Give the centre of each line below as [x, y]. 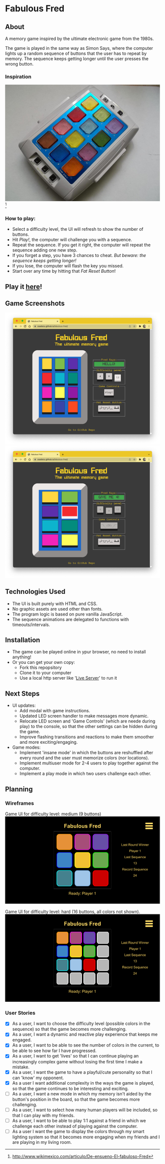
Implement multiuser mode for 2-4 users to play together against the [89, 763]
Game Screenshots [35, 304]
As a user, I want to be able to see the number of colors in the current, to [86, 1045]
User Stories [20, 1013]
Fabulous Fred [35, 9]
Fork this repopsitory [41, 668]
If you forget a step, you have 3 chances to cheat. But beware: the [79, 255]
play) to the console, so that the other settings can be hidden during [88, 727]
